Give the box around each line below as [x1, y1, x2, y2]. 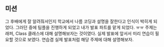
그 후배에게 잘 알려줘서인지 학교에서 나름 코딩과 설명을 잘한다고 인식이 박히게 [5, 18, 153, 24]
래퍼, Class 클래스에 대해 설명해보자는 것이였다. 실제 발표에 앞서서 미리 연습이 [5, 31, 154, 36]
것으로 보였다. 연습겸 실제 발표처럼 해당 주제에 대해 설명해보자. [14, 36, 134, 42]
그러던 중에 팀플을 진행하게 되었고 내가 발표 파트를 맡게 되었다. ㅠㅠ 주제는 [15, 24, 158, 30]
